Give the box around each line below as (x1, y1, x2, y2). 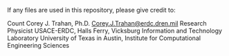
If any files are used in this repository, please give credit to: (7, 6, 176, 14)
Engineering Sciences (7, 41, 70, 49)
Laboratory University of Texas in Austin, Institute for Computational (7, 34, 201, 42)
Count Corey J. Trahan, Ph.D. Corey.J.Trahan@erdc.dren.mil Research (7, 19, 207, 27)
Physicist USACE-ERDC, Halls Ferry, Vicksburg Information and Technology (7, 27, 223, 35)
